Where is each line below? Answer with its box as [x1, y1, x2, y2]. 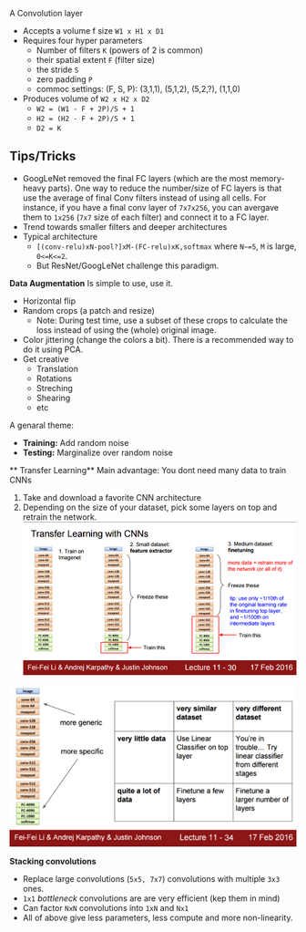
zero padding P [36, 74, 93, 85]
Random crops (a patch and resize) [22, 305, 155, 316]
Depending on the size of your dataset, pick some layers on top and [22, 502, 278, 513]
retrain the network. [22, 511, 97, 523]
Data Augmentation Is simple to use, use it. [9, 277, 173, 288]
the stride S [36, 64, 79, 75]
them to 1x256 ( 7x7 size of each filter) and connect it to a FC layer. [22, 212, 270, 223]
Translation [36, 363, 79, 374]
